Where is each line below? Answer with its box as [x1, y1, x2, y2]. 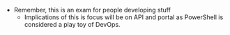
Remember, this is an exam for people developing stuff [13, 6, 171, 14]
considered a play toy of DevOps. [24, 21, 121, 28]
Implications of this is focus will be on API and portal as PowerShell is [24, 13, 224, 21]
